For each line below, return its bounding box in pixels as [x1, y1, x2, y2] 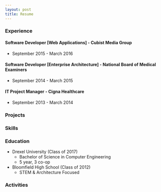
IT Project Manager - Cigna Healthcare [5, 88, 84, 95]
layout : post [5, 7, 32, 12]
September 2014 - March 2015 [12, 77, 73, 83]
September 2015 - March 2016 [12, 51, 73, 56]
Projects [5, 111, 25, 118]
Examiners [5, 67, 27, 73]
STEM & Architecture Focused [19, 170, 80, 175]
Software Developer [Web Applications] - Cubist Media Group [5, 40, 132, 46]
